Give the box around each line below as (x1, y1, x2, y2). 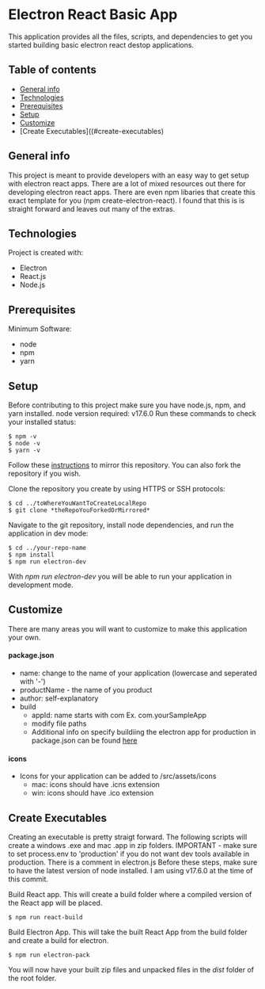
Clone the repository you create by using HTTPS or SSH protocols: (8, 484, 225, 493)
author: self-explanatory (19, 693, 99, 703)
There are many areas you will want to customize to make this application (8, 624, 248, 633)
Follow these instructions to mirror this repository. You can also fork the (8, 460, 241, 469)
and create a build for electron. (8, 936, 109, 945)
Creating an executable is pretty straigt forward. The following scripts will (8, 832, 248, 842)
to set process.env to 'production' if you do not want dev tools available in (8, 850, 250, 859)
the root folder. (8, 973, 57, 983)
